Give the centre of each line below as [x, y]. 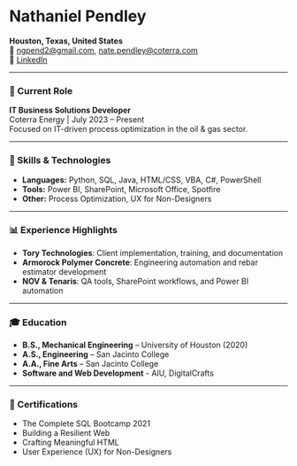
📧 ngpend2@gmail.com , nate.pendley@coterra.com [104, 50]
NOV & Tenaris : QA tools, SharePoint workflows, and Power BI [135, 281]
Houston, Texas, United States [66, 41]
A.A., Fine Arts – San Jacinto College [90, 364]
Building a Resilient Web [66, 433]
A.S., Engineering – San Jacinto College [95, 354]
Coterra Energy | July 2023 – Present [77, 120]
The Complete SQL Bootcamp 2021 [86, 423]
